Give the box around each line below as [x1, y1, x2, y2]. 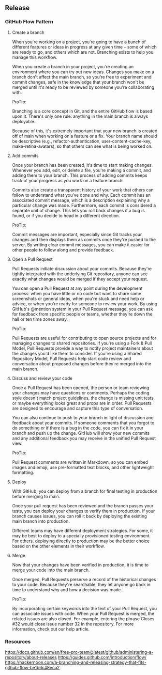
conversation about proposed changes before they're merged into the [12, 361, 151, 366]
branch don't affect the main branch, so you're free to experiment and [12, 74, 152, 79]
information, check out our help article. [12, 626, 90, 632]
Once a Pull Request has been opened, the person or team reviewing [12, 385, 149, 391]
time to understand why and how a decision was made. [12, 586, 122, 593]
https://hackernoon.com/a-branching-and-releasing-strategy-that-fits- [5, 659, 147, 665]
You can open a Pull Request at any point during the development [12, 285, 143, 291]
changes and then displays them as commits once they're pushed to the [12, 236, 156, 242]
